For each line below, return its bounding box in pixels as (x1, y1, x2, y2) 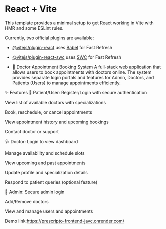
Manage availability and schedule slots (5, 150, 85, 156)
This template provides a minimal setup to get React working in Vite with (5, 20, 154, 26)
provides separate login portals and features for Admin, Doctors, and (12, 74, 154, 80)
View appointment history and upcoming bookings (5, 119, 109, 125)
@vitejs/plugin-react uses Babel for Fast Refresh (12, 44, 113, 50)
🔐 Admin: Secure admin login (5, 189, 65, 195)
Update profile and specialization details (5, 169, 88, 175)
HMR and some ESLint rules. (5, 25, 64, 31)
